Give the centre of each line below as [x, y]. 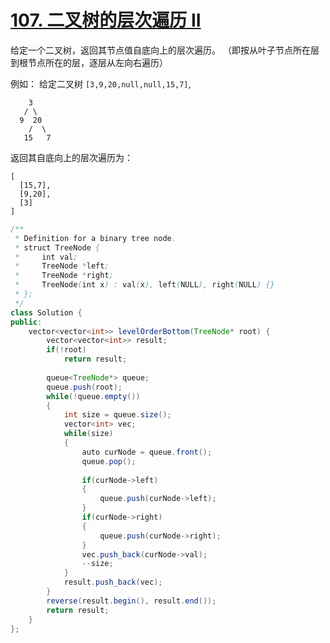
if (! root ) [66, 350]
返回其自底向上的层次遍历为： [71, 157]
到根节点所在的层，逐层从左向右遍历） [89, 62]
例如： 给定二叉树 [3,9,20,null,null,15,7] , [101, 83]
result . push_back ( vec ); [113, 582]
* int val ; [46, 257]
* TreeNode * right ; [64, 276]
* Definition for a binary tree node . [95, 238]
